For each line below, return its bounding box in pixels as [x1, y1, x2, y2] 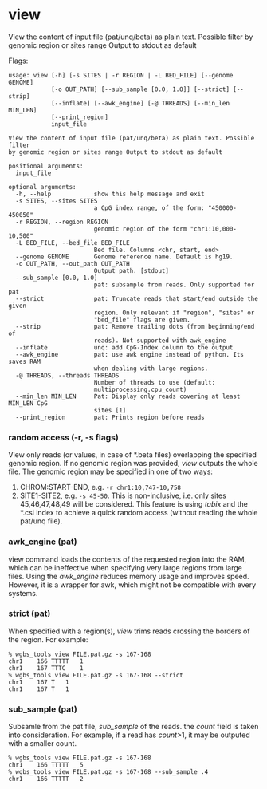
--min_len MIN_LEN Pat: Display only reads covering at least [15, 393, 241, 400]
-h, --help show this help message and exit [15, 190, 205, 198]
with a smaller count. [8, 739, 77, 748]
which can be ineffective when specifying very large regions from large [8, 562, 243, 572]
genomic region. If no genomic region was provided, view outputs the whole [8, 459, 258, 468]
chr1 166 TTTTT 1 [8, 657, 84, 665]
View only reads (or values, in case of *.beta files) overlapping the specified [8, 450, 257, 460]
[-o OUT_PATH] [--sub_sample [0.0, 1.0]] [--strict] [50, 85, 230, 93]
